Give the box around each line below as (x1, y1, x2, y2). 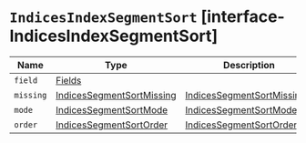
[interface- (200, 6, 285, 27)
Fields (56, 74, 82, 87)
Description (222, 58, 276, 71)
